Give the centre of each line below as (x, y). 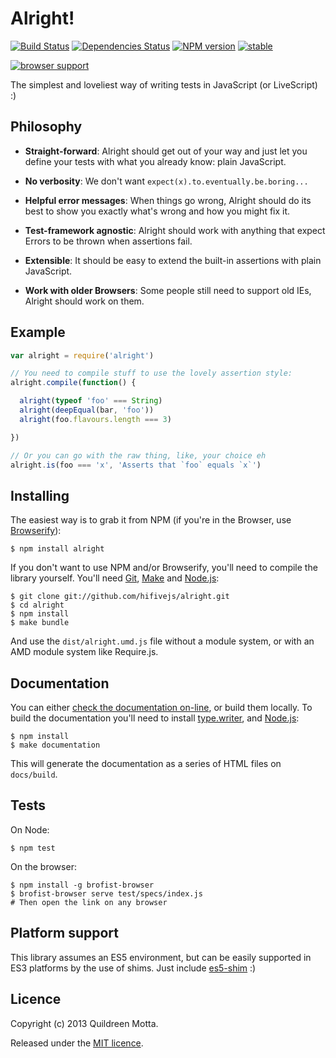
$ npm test (33, 848)
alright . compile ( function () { (73, 383)
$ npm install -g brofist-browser (82, 885)
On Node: (30, 829)
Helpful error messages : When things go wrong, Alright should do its (168, 200)
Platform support (64, 933)
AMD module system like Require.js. (84, 652)
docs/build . (34, 774)
